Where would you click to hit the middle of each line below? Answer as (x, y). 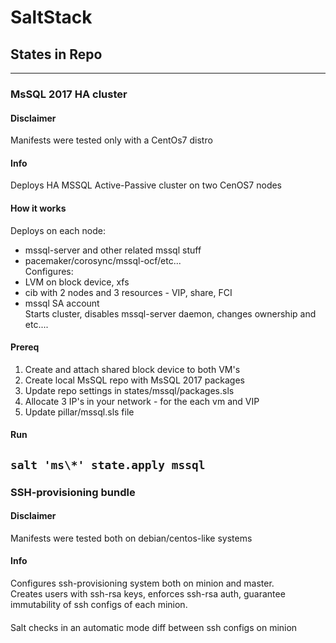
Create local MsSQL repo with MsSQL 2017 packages (134, 380)
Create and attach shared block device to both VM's (132, 369)
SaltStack (51, 17)
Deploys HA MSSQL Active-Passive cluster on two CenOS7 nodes (146, 185)
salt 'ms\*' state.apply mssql (108, 464)
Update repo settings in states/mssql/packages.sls (129, 390)
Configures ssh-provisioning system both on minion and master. (142, 583)
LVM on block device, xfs (77, 282)
